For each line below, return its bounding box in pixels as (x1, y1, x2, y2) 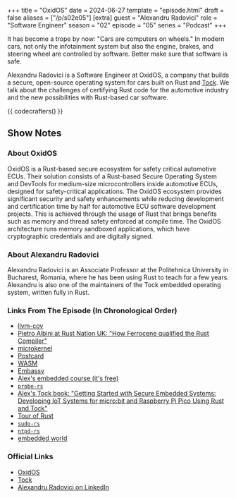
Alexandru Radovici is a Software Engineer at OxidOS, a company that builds (7, 71, 230, 79)
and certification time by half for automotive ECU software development (7, 202, 216, 210)
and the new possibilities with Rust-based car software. (7, 93, 169, 102)
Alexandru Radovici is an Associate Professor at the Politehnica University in (7, 265, 229, 274)
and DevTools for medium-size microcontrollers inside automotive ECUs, (7, 179, 218, 188)
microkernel (17, 344, 53, 353)
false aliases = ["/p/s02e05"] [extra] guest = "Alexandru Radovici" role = (7, 13, 218, 22)
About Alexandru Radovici (7, 250, 99, 260)
